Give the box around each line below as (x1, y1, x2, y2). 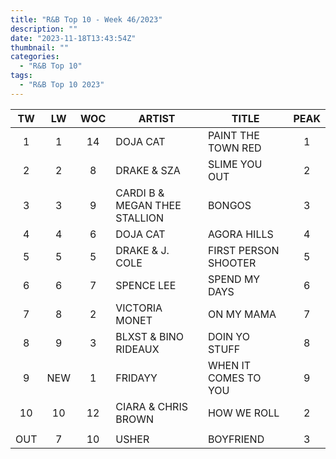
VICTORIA (115, 301, 163, 315)
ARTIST (138, 111, 176, 125)
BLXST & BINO (115, 329, 185, 343)
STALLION (115, 211, 165, 225)
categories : (10, 52, 60, 62)
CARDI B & (115, 186, 165, 200)
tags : (10, 71, 33, 81)
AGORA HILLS (207, 227, 274, 241)
